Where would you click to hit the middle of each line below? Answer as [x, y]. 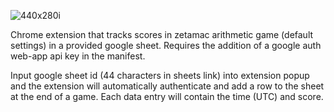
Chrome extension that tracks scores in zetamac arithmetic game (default [162, 34]
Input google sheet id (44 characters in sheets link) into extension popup [160, 75]
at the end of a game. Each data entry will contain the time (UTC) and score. [167, 96]
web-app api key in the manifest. [78, 56]
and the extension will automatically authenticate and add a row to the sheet [167, 86]
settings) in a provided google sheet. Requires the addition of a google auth [166, 45]
